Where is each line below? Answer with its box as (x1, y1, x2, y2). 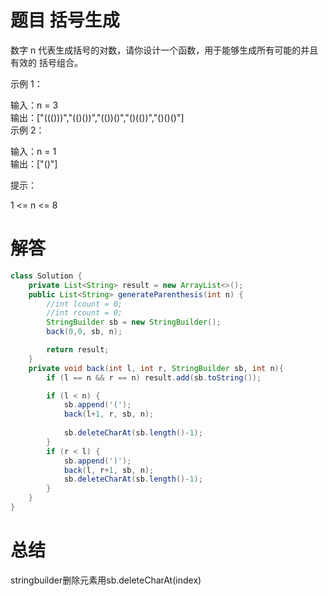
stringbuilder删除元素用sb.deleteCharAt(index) (10, 574, 202, 586)
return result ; (46, 345, 110, 355)
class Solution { (10, 271, 83, 281)
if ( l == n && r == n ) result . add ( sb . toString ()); (46, 372, 262, 383)
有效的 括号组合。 (10, 56, 83, 68)
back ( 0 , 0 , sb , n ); (46, 327, 123, 337)
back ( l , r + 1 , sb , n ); (63, 465, 155, 475)
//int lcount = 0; (46, 299, 123, 309)
